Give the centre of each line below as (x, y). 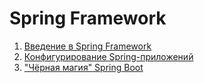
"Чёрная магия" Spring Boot (83, 67)
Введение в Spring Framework (87, 46)
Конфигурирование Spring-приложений (108, 56)
